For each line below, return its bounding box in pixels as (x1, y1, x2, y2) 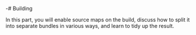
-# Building (5, 5, 33, 12)
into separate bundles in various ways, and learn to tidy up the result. (5, 23, 175, 29)
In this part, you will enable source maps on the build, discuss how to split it (5, 16, 190, 23)
